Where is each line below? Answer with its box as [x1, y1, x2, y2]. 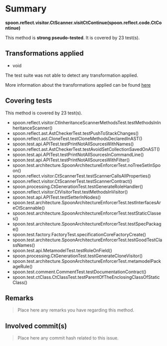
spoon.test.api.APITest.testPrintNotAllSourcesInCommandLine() [12, 151, 144, 157]
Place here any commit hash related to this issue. [17, 335, 119, 341]
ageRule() [12, 263, 33, 269]
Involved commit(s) [5, 321, 67, 330]
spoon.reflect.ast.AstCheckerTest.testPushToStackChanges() [12, 130, 139, 136]
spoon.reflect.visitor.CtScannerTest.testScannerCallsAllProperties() [12, 172, 151, 179]
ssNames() [12, 242, 35, 248]
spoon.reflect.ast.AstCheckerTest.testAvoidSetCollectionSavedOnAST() [12, 146, 160, 152]
